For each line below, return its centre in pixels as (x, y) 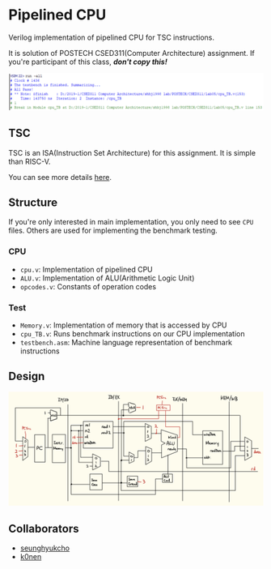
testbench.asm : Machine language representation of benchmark (126, 342)
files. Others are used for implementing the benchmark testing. (113, 231)
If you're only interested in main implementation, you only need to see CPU (131, 222)
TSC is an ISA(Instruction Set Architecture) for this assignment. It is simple (132, 152)
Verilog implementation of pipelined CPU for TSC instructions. (112, 37)
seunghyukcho (45, 548)
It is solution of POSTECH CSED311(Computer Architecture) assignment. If (131, 53)
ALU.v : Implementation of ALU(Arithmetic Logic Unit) (107, 278)
